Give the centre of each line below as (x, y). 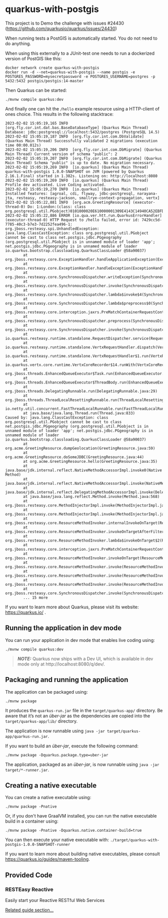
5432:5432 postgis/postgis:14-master (44, 81)
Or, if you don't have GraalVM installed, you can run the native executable (81, 816)
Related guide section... (29, 910)
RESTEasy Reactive (29, 889)
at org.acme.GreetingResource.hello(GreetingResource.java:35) (90, 461)
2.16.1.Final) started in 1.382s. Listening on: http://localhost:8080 (81, 176)
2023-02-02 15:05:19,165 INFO (37, 123)
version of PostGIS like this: (33, 58)
